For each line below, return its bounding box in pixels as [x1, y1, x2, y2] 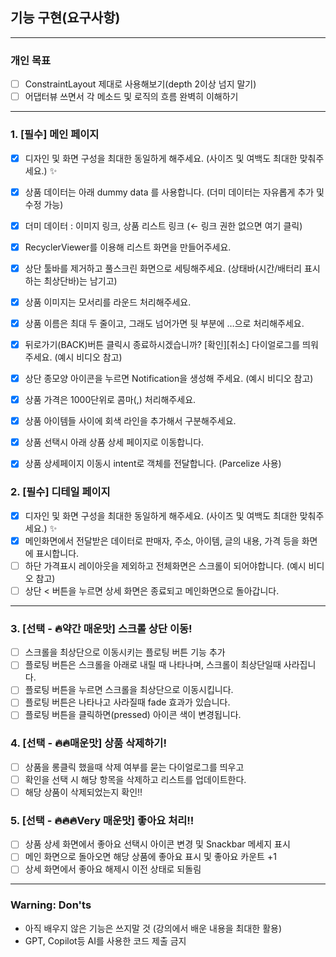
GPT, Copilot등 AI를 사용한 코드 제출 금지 [24, 934, 187, 947]
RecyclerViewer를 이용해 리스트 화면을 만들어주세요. [24, 241, 232, 253]
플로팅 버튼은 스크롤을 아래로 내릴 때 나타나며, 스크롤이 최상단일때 [24, 659, 282, 671]
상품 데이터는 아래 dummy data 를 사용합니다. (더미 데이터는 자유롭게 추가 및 [24, 186, 325, 198]
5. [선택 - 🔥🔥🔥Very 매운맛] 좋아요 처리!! [10, 813, 195, 827]
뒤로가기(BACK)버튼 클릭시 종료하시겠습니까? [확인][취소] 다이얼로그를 [24, 338, 301, 350]
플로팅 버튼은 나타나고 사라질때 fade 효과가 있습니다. [24, 696, 231, 708]
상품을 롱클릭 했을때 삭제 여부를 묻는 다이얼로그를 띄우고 [24, 761, 245, 773]
